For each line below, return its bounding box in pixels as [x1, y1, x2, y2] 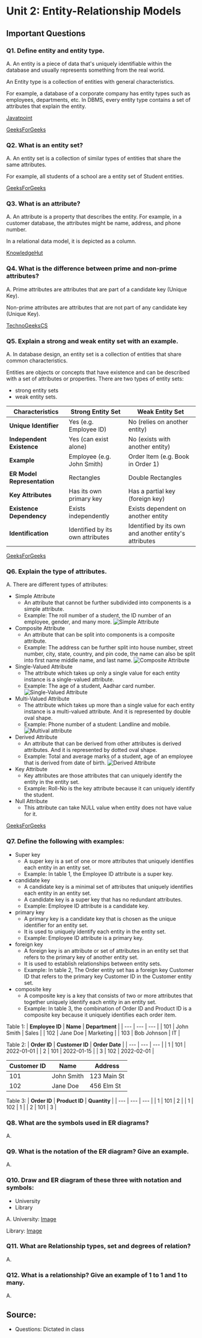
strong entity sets [14, 387, 59, 394]
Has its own [69, 487, 102, 496]
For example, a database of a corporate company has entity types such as [6, 89, 191, 97]
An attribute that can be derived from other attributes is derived [23, 740, 182, 747]
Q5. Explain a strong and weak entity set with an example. [6, 336, 179, 345]
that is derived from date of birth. [23, 759, 106, 766]
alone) [69, 443, 87, 451]
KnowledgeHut [6, 249, 43, 257]
